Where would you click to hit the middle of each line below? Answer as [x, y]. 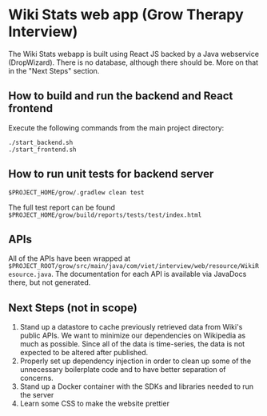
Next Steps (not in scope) [73, 308]
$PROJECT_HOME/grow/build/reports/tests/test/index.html [105, 215]
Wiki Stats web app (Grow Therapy [126, 15]
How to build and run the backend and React [121, 96]
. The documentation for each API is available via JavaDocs [149, 274]
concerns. [36, 378]
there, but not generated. [50, 282]
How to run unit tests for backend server [111, 174]
